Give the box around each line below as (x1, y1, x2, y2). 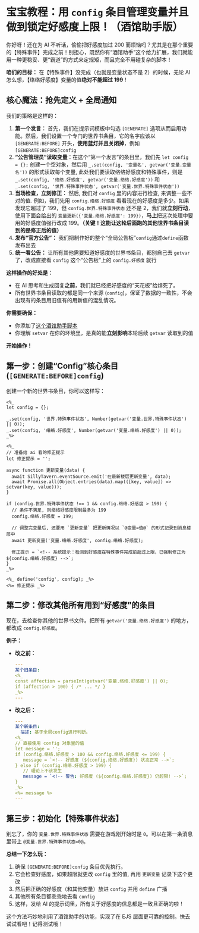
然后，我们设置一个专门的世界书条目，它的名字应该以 (25, 132, 156, 139)
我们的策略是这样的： (6, 112, 58, 119)
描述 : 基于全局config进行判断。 (20, 730, 91, 735)
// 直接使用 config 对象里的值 (14, 740, 84, 746)
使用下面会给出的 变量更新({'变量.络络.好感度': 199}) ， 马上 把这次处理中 (14, 212, 188, 219)
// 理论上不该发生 (23, 768, 62, 774)
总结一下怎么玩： (6, 850, 48, 857)
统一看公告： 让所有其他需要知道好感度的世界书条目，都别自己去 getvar (14, 249, 190, 256)
